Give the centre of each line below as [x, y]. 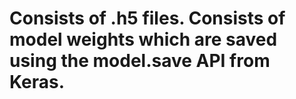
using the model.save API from [140, 61]
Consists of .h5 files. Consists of [147, 18]
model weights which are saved [143, 39]
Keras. [37, 82]
